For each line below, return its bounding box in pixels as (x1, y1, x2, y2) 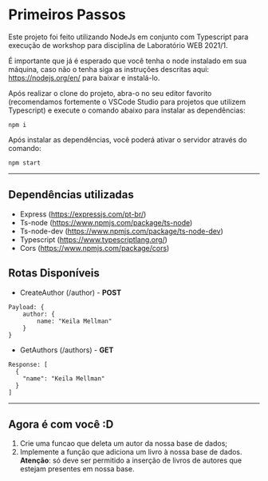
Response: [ (8, 360, 48, 368)
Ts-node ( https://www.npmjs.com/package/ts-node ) (19, 217, 193, 227)
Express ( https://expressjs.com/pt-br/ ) (19, 209, 147, 219)
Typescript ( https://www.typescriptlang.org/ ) (19, 234, 167, 244)
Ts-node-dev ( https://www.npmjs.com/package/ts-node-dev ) (19, 226, 223, 236)
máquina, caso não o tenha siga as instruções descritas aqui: (8, 64, 210, 74)
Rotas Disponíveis (8, 266, 100, 280)
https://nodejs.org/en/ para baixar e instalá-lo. (8, 73, 160, 82)
